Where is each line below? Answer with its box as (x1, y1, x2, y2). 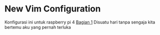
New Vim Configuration (4, 3, 101, 14)
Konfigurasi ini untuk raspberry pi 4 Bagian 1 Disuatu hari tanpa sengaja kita (4, 19, 156, 25)
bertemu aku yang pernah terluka (4, 24, 71, 30)
